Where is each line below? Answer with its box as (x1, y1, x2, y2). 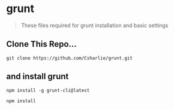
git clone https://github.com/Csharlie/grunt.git (6, 55, 133, 61)
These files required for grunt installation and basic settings (20, 22, 169, 29)
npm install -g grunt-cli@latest (6, 87, 90, 93)
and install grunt (6, 72, 69, 82)
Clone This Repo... (6, 39, 77, 49)
